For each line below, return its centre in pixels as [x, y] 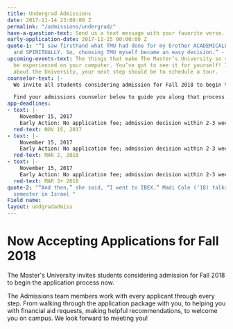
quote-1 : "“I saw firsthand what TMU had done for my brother [99, 46]
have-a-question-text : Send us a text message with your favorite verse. [116, 33]
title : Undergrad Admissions [49, 14]
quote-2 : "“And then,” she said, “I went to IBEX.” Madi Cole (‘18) [108, 187]
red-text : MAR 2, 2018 [46, 155]
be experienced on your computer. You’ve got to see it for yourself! [118, 65]
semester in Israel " [45, 194]
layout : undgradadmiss [40, 207]
